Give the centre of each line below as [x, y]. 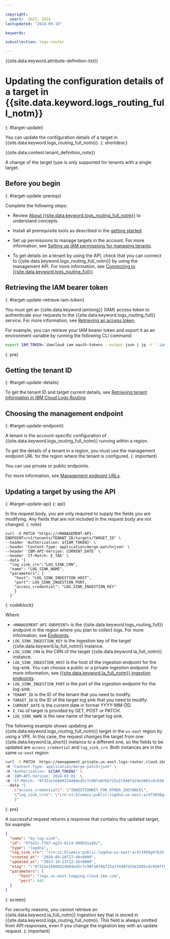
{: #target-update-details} [32, 382]
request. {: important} [28, 931]
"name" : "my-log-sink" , [35, 838]
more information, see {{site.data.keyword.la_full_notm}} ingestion [81, 673]
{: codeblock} [19, 605]
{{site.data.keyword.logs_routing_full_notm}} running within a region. [77, 441]
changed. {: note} [24, 524]
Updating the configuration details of [85, 81]
